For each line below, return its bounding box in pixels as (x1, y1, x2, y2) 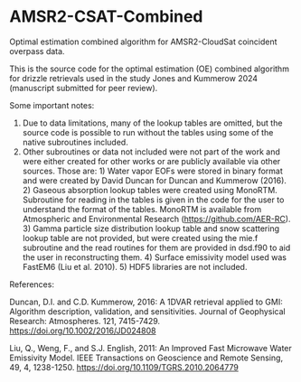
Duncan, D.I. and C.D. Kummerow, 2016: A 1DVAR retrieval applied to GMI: (9, 296, 283, 307)
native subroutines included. (22, 136, 128, 147)
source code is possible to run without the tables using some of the (22, 126, 274, 137)
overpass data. (9, 45, 65, 56)
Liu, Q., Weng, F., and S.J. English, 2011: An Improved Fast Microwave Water (9, 342, 292, 353)
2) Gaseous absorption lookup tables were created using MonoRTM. (22, 184, 277, 195)
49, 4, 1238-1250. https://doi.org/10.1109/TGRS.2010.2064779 (9, 361, 240, 372)
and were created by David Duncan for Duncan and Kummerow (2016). (22, 174, 287, 186)
